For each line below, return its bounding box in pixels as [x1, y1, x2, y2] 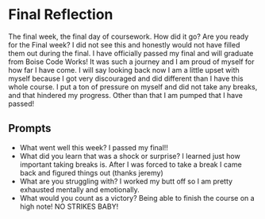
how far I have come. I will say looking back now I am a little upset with [8, 65, 240, 74]
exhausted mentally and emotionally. [19, 184, 140, 194]
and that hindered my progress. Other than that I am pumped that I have [8, 90, 244, 100]
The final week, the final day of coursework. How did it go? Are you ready [8, 32, 249, 41]
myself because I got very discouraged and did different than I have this [8, 74, 244, 83]
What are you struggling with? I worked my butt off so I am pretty [19, 176, 232, 186]
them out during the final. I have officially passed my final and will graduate [8, 48, 254, 58]
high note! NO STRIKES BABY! [19, 202, 119, 211]
